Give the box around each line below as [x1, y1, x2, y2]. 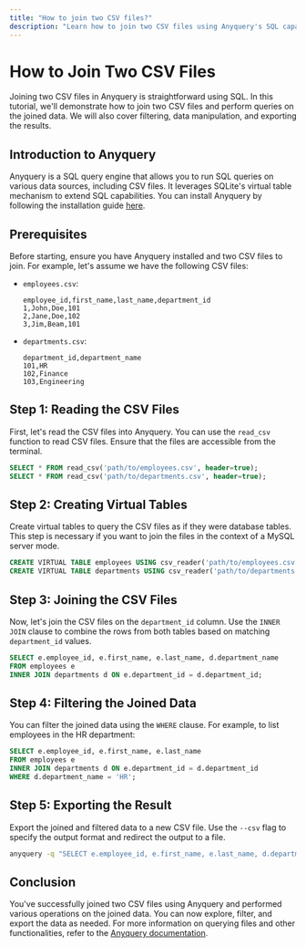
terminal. [9, 445, 43, 456]
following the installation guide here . [9, 200, 146, 211]
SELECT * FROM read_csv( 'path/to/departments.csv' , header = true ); [9, 472, 267, 481]
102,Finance [22, 369, 68, 379]
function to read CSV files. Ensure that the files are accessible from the [9, 435, 276, 447]
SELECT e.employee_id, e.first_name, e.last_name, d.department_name [9, 653, 280, 662]
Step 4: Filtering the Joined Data [9, 695, 198, 712]
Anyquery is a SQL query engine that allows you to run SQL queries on [9, 171, 274, 182]
